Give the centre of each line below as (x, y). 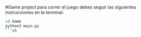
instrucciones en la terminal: (34, 12)
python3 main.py (22, 26)
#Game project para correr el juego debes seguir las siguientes (71, 7)
